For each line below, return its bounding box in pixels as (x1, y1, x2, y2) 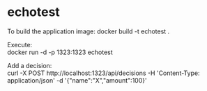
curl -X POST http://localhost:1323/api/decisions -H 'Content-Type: (7, 69, 200, 77)
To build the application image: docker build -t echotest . (7, 27, 170, 35)
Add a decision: (7, 61, 52, 69)
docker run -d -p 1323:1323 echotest (7, 48, 113, 56)
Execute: (7, 40, 33, 49)
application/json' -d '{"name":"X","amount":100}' (7, 76, 148, 84)
